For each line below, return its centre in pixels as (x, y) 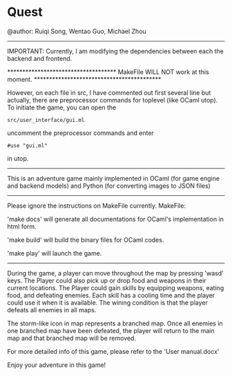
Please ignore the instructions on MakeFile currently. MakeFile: (97, 206)
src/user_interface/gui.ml (46, 120)
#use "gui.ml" (28, 145)
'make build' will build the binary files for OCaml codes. (86, 240)
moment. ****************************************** (84, 79)
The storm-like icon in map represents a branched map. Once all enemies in (115, 323)
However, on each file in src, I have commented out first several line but (109, 92)
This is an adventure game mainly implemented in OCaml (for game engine (113, 178)
